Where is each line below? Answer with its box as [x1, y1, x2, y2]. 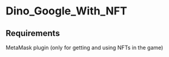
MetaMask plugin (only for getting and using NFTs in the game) [5, 44, 164, 51]
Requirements [5, 28, 60, 38]
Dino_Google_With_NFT [5, 4, 128, 18]
